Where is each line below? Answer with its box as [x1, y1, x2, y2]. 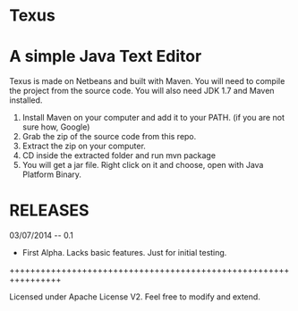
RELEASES [9, 200, 89, 221]
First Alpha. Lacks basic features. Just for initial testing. [21, 248, 227, 258]
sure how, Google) [21, 122, 90, 132]
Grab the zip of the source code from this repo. [21, 131, 197, 142]
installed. [9, 95, 43, 105]
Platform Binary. [21, 169, 82, 180]
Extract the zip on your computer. [21, 140, 146, 152]
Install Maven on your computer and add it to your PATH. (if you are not [21, 113, 285, 123]
